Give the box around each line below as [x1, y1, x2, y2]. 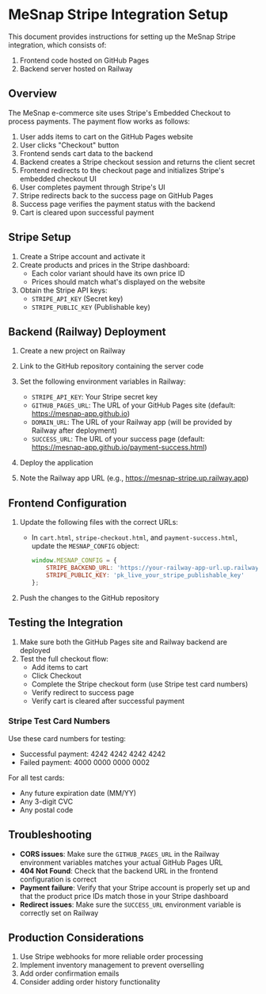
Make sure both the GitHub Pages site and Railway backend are [19, 637, 228, 647]
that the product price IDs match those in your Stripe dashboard [19, 891, 229, 900]
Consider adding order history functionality [19, 977, 161, 987]
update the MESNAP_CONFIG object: [31, 541, 140, 551]
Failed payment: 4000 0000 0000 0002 [19, 757, 150, 767]
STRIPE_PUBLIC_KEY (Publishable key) [31, 302, 150, 312]
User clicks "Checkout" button [19, 140, 120, 150]
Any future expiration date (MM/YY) [19, 788, 137, 797]
